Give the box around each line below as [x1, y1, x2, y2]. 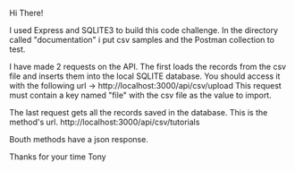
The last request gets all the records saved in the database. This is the [9, 107, 268, 117]
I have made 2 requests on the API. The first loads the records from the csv [9, 62, 287, 72]
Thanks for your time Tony [9, 151, 106, 162]
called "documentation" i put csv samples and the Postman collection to [9, 35, 275, 45]
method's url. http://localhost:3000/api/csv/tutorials [9, 116, 200, 127]
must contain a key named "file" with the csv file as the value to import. [9, 90, 272, 100]
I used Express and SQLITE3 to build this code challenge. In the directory [9, 25, 279, 35]
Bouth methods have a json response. [9, 134, 149, 144]
